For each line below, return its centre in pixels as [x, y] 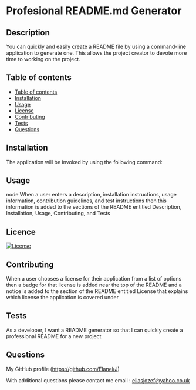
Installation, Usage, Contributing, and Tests [58, 214]
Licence [21, 231]
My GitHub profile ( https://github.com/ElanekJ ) [63, 369]
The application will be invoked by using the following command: [84, 162]
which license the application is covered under [62, 298]
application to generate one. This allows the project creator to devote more [97, 53]
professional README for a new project [54, 336]
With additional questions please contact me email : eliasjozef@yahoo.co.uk [98, 380]
